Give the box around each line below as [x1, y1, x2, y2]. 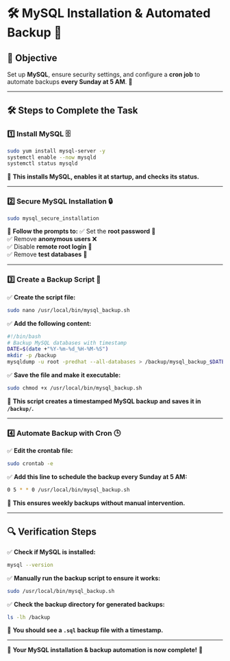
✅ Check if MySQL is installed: [7, 548, 96, 556]
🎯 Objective [7, 52, 57, 64]
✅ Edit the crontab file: [7, 447, 73, 455]
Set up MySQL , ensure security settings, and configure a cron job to [7, 70, 201, 78]
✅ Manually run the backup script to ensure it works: [7, 574, 161, 582]
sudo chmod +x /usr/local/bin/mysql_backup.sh [7, 385, 142, 392]
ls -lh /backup [7, 614, 51, 620]
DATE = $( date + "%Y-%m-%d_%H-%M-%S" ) [7, 346, 109, 352]
